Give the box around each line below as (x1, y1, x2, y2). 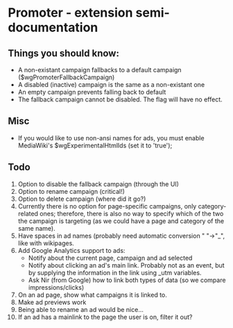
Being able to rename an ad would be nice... (17, 305, 144, 313)
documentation (8, 19, 98, 35)
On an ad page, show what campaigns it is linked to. (17, 290, 167, 299)
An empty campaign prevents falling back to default (17, 88, 166, 96)
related (17, 209, 39, 218)
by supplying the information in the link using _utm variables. (28, 268, 202, 277)
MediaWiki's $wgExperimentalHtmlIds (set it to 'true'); (17, 141, 173, 149)
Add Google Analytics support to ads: (17, 246, 126, 254)
